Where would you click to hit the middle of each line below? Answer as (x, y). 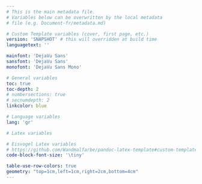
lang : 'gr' (20, 122)
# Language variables (33, 117)
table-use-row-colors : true (41, 166)
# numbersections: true (36, 95)
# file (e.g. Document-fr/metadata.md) (56, 23)
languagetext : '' (28, 45)
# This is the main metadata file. (51, 12)
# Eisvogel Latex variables (41, 144)
